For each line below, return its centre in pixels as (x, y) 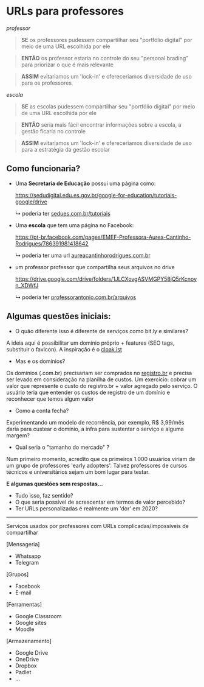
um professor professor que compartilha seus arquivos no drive (95, 267)
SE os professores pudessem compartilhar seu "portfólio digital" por (107, 40)
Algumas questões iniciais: (59, 316)
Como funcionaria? (43, 169)
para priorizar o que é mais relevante (67, 65)
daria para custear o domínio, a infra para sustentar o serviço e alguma (95, 429)
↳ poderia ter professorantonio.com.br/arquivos (76, 297)
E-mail (23, 593)
